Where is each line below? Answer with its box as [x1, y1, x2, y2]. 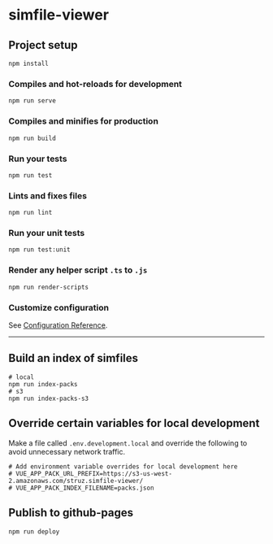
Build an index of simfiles [8, 351, 139, 365]
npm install [8, 59, 49, 67]
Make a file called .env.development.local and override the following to [8, 437, 248, 448]
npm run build [8, 134, 57, 142]
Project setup [8, 38, 79, 52]
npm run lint [8, 209, 53, 217]
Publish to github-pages [8, 506, 134, 520]
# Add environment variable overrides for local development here [8, 462, 238, 471]
